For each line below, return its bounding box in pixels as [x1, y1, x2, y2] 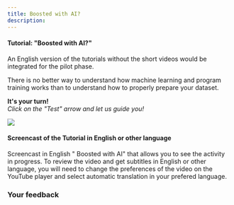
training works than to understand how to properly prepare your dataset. [7, 83, 219, 92]
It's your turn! [7, 97, 49, 105]
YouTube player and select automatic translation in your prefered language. [7, 172, 227, 180]
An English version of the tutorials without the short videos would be [7, 54, 207, 63]
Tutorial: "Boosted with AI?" [7, 39, 92, 47]
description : [7, 17, 46, 24]
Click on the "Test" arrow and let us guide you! [7, 104, 144, 113]
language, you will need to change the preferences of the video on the [7, 164, 213, 173]
